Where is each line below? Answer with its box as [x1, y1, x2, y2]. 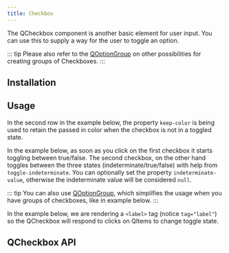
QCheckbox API [7, 236, 77, 248]
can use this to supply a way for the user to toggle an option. [7, 36, 179, 45]
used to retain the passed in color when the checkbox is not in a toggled [7, 125, 212, 134]
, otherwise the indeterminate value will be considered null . [22, 175, 192, 184]
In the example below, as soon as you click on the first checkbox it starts [7, 146, 213, 155]
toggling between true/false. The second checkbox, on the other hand [7, 153, 206, 162]
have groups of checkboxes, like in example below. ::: [7, 196, 159, 204]
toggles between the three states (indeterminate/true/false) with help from [7, 161, 218, 169]
